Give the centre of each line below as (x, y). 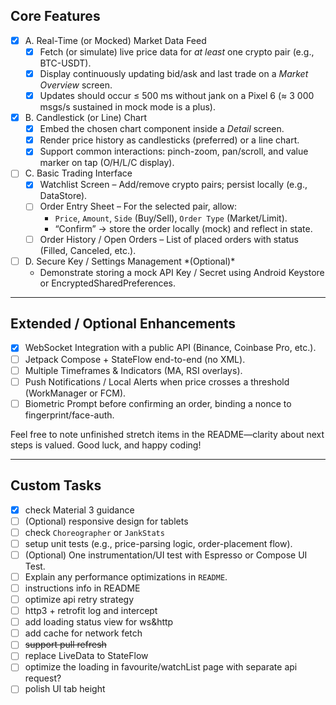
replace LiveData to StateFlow (86, 656)
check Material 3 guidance (79, 510)
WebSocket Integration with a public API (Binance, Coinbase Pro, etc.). (170, 348)
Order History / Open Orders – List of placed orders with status (169, 239)
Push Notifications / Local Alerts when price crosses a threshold (157, 381)
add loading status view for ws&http (99, 622)
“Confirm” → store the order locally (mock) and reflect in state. (183, 228)
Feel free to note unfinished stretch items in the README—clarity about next (167, 434)
